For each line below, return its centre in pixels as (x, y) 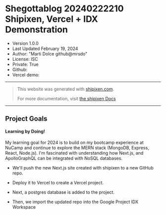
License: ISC (25, 59)
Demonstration (37, 30)
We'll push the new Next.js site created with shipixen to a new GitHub (83, 168)
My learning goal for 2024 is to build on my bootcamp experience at (75, 142)
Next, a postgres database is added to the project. (63, 192)
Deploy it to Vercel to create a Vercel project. (58, 182)
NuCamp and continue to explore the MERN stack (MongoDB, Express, (77, 148)
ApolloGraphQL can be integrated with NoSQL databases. (64, 158)
